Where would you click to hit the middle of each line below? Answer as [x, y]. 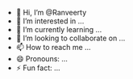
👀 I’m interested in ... [50, 21]
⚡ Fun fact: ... [38, 68]
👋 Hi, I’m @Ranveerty [51, 12]
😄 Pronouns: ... [42, 59]
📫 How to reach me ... [53, 47]
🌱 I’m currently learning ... [59, 29]
